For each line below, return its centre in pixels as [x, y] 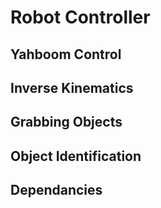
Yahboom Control [66, 54]
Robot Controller [80, 17]
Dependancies [56, 190]
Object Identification [76, 156]
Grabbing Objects [66, 122]
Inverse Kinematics [72, 87]
